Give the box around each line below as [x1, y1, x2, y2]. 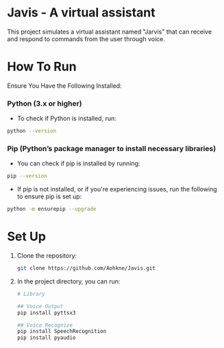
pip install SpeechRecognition [16, 328, 107, 335]
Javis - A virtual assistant [7, 5, 155, 21]
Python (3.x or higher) [7, 98, 82, 108]
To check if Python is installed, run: [16, 115, 116, 123]
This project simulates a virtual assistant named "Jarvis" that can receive [7, 27, 212, 36]
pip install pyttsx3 [16, 309, 76, 316]
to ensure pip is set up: [16, 192, 82, 200]
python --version [7, 128, 57, 135]
